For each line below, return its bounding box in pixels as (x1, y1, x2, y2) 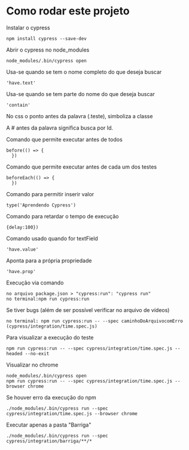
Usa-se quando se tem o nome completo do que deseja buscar (6, 68, 162, 76)
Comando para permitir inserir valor (6, 190, 94, 197)
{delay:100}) (6, 224, 39, 230)
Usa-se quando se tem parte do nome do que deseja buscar (6, 90, 156, 97)
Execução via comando (6, 279, 64, 286)
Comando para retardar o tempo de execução (6, 212, 119, 220)
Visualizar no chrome (6, 361, 59, 368)
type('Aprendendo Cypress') (6, 202, 77, 208)
